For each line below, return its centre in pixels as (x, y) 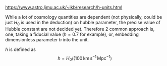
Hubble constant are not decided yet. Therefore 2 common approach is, (80, 29)
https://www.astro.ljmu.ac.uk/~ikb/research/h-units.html (64, 7)
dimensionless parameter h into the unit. (47, 39)
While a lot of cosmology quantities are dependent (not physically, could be (84, 17)
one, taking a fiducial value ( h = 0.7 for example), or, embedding (72, 34)
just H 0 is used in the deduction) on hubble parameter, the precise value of (83, 23)
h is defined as (21, 49)
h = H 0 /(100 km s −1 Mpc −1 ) (85, 58)
